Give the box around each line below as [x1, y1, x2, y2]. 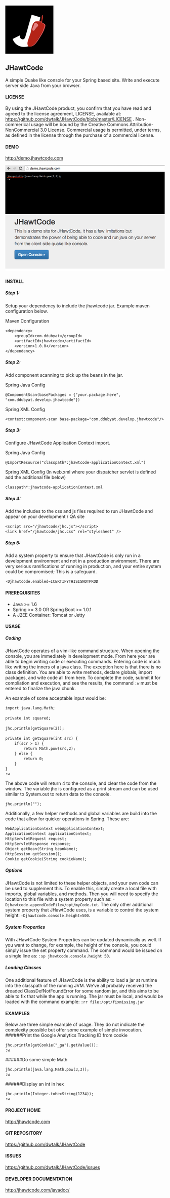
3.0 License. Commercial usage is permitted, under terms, [40, 127, 161, 133]
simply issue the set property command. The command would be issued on [5, 947, 163, 953]
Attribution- [129, 122, 154, 128]
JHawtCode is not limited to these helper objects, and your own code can [5, 880, 158, 886]
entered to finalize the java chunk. [5, 686, 76, 692]
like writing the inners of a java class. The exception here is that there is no [5, 664, 161, 670]
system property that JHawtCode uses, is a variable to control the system [5, 907, 159, 913]
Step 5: [5, 540, 21, 546]
